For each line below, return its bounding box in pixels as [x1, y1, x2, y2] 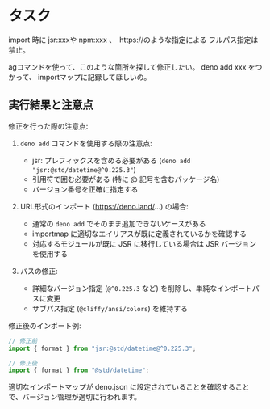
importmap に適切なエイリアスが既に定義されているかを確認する [31, 229, 247, 238]
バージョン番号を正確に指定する [31, 184, 139, 194]
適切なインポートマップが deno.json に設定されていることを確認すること [8, 382, 250, 392]
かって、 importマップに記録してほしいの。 [8, 72, 152, 82]
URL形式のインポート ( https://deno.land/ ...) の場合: [19, 201, 189, 211]
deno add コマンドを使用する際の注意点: [19, 138, 153, 148]
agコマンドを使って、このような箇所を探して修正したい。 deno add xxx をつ [8, 61, 263, 72]
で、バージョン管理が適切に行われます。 [8, 392, 142, 402]
